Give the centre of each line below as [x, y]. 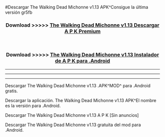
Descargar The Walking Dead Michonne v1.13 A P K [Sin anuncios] [72, 115]
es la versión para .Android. [33, 105]
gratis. [12, 91]
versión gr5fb [19, 12]
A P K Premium [82, 31]
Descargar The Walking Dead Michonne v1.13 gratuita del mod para [73, 125]
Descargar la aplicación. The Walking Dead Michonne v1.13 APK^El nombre [81, 100]
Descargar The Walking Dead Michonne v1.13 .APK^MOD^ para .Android [78, 85]
